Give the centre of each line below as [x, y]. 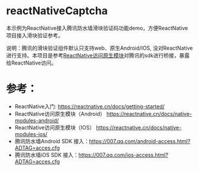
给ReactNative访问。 [31, 63]
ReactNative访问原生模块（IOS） [54, 127]
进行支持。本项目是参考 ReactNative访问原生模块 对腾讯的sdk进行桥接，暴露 [98, 55]
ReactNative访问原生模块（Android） [60, 114]
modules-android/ [37, 120]
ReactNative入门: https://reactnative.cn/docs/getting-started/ [89, 106]
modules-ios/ [31, 134]
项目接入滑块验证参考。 [35, 35]
